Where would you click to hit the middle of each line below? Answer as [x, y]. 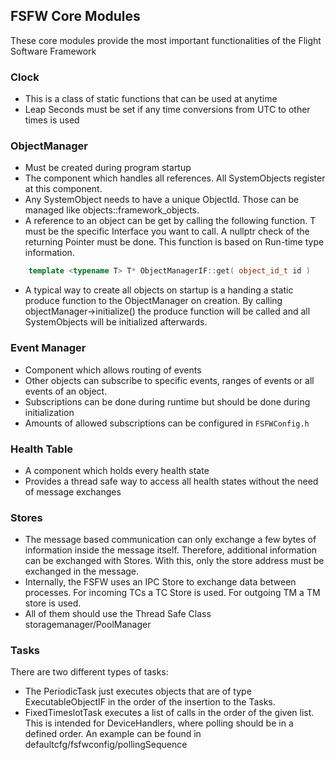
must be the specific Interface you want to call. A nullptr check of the [167, 231]
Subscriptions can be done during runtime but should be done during [167, 401]
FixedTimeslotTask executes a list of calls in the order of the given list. [169, 713]
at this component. [63, 189]
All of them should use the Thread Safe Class [118, 614]
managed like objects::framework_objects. [112, 210]
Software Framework [53, 51]
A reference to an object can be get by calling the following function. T [170, 221]
